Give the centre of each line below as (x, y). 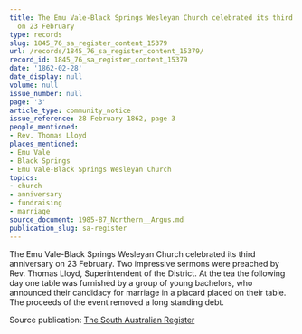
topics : (24, 177)
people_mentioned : (44, 128)
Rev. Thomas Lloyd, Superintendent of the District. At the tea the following (147, 273)
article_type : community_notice (70, 110)
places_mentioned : (44, 144)
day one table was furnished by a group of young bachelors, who (131, 282)
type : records (36, 34)
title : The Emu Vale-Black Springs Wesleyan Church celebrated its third (151, 18)
